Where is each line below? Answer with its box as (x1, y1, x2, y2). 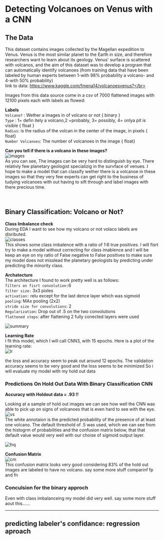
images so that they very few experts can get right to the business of (5, 174, 144, 179)
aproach (5, 527, 31, 535)
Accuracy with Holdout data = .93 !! (5, 392, 79, 397)
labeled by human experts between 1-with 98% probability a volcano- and (5, 73, 154, 78)
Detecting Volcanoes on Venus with (5, 3, 153, 15)
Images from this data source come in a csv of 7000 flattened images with (5, 92, 155, 98)
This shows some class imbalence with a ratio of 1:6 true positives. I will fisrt (5, 242, 159, 247)
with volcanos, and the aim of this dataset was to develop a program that (5, 62, 152, 68)
